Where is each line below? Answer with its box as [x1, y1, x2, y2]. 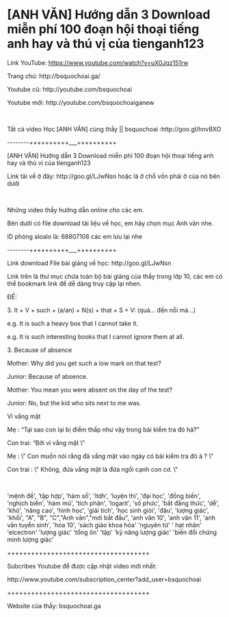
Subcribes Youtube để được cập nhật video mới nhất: [7, 562, 157, 570]
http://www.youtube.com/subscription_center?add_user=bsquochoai [7, 575, 202, 583]
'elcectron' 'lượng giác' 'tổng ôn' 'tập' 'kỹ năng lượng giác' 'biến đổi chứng [7, 528, 217, 536]
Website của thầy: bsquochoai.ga [7, 601, 101, 609]
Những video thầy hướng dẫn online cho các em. [7, 205, 145, 214]
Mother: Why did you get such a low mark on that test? [7, 359, 162, 367]
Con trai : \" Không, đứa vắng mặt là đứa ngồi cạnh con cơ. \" [7, 465, 178, 473]
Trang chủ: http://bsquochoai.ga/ [7, 72, 100, 80]
